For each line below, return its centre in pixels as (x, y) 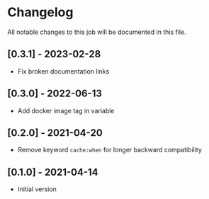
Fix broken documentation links (63, 71)
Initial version (37, 189)
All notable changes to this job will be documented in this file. (97, 32)
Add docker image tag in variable (66, 110)
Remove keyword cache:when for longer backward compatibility (109, 150)
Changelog (40, 12)
